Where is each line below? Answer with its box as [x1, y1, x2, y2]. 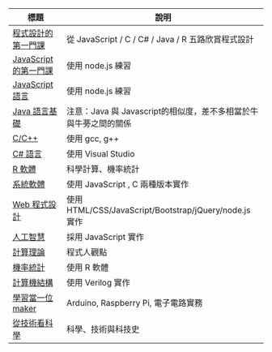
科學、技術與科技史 [66, 324, 140, 335]
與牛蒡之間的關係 [66, 118, 132, 129]
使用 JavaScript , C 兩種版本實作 [66, 178, 189, 190]
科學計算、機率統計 [66, 164, 140, 174]
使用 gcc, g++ [66, 133, 120, 144]
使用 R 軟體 [66, 262, 109, 273]
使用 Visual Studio [66, 148, 135, 159]
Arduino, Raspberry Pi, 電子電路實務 [66, 298, 203, 308]
